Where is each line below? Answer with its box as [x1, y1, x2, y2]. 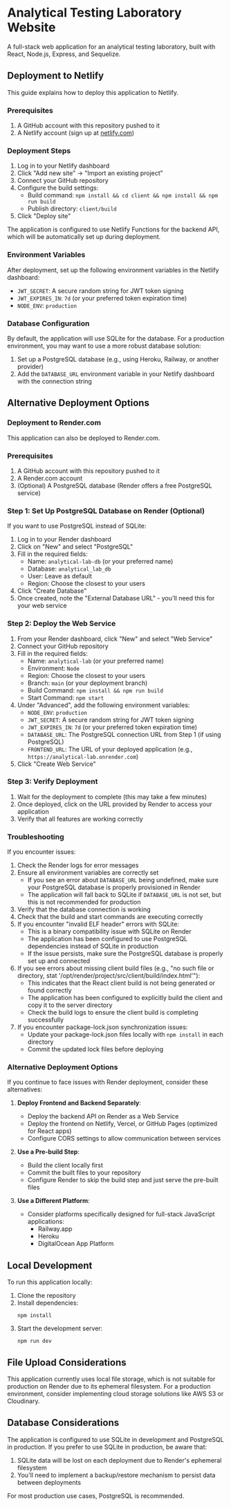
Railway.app [37, 1224, 73, 1233]
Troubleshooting [7, 832, 64, 841]
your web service [17, 601, 67, 610]
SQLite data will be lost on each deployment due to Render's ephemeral [17, 1456, 222, 1464]
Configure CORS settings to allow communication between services [27, 1134, 221, 1143]
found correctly [27, 986, 72, 995]
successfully [27, 1016, 64, 1024]
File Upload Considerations [7, 1356, 127, 1368]
